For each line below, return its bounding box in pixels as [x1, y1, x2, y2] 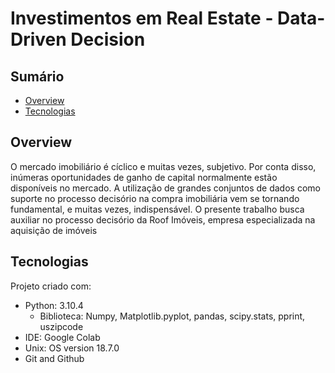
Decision [70, 28, 146, 51]
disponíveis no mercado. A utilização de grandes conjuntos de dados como [10, 182, 321, 194]
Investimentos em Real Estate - [10, 7, 274, 30]
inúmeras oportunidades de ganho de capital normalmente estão [10, 171, 278, 183]
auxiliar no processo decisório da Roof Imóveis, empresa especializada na [10, 213, 316, 226]
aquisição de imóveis [10, 224, 98, 236]
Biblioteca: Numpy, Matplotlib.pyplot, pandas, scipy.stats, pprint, [39, 310, 306, 322]
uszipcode [39, 320, 84, 332]
